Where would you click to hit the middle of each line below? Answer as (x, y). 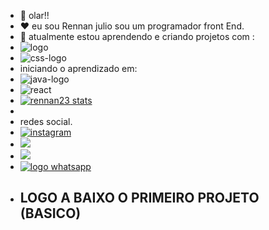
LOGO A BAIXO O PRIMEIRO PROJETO (139, 198)
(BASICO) (50, 213)
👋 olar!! (34, 15)
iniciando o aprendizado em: (78, 68)
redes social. (46, 121)
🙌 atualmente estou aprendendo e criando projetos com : (137, 36)
